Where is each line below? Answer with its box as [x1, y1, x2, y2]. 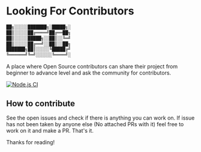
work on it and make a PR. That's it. [6, 127, 94, 134]
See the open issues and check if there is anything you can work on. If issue [6, 114, 195, 121]
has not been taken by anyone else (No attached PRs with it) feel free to [6, 121, 184, 127]
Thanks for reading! [6, 139, 55, 145]
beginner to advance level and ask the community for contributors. [6, 69, 172, 76]
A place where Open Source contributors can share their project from [6, 63, 178, 70]
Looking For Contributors [6, 4, 134, 18]
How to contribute [6, 98, 76, 109]
